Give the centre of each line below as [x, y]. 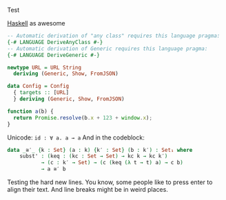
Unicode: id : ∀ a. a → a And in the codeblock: [76, 137]
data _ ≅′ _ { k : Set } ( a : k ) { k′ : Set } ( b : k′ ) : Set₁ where [100, 150]
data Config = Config [38, 86]
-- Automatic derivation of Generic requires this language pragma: [107, 48]
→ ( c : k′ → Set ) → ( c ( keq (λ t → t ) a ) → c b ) [112, 163]
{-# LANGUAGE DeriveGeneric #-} [53, 55]
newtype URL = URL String [44, 67]
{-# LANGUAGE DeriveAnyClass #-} [55, 42]
